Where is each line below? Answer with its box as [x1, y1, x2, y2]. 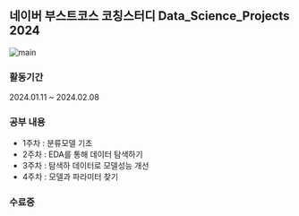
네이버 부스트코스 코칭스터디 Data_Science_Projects [9, 8, 290, 24]
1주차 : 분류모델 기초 [21, 138, 93, 149]
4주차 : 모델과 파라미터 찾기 [21, 171, 119, 182]
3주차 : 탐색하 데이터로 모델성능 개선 [21, 160, 149, 171]
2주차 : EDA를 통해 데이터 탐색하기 [21, 149, 143, 160]
